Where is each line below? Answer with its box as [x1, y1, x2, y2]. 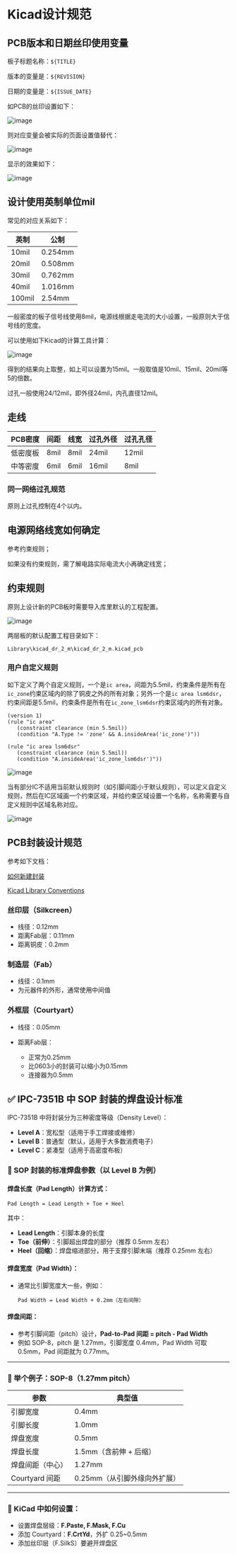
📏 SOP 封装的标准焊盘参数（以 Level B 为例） [7, 1165, 161, 1175]
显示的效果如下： [7, 160, 57, 168]
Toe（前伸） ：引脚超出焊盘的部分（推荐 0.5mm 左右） [17, 1238, 174, 1246]
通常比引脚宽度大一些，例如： [17, 1281, 104, 1289]
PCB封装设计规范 [7, 837, 83, 849]
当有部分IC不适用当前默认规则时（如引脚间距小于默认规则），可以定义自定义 [7, 782, 227, 791]
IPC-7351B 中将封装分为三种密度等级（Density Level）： [7, 1113, 169, 1122]
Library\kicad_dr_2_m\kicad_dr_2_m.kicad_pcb [7, 645, 143, 652]
